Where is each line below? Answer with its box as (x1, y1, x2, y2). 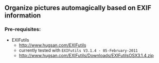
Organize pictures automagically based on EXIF (4, 4, 152, 12)
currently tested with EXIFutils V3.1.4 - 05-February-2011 (18, 47, 138, 53)
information (4, 12, 41, 20)
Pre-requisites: (4, 26, 41, 33)
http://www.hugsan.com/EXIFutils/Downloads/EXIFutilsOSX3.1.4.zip (18, 52, 154, 58)
